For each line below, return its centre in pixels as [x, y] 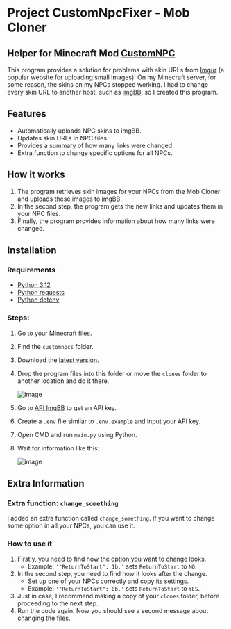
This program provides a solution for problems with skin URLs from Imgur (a [115, 70]
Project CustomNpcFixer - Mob [99, 13]
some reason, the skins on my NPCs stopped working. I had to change [108, 84]
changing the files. [44, 618]
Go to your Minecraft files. [54, 333]
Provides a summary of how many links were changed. [96, 145]
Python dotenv [38, 300]
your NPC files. [39, 213]
